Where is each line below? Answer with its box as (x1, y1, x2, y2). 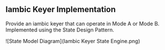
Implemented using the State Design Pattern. (5, 26, 114, 33)
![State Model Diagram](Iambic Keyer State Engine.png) (5, 37, 141, 44)
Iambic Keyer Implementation (5, 5, 116, 15)
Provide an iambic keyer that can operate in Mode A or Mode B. (5, 20, 160, 27)
